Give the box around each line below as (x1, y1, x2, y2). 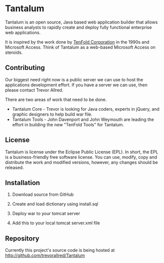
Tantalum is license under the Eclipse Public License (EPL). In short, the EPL (5, 149, 159, 155)
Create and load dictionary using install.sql (12, 201, 99, 207)
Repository (5, 234, 40, 242)
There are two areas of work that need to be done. (5, 96, 107, 102)
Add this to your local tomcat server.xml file (12, 220, 100, 226)
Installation (5, 178, 40, 187)
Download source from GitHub (12, 191, 74, 197)
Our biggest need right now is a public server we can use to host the (5, 76, 143, 82)
